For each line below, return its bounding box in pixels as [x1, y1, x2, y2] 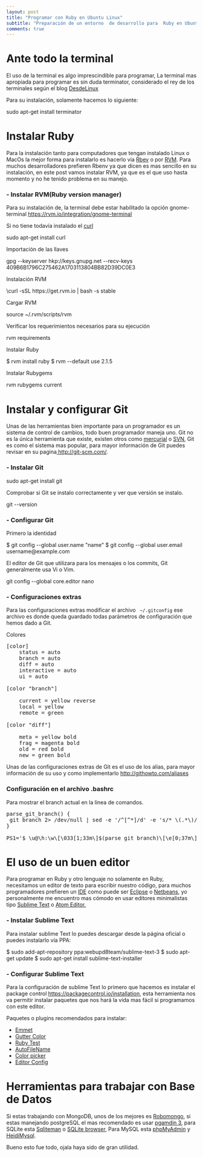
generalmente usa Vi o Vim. [6, 566, 76, 573]
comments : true [6, 25, 45, 32]
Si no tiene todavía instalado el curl [6, 222, 94, 230]
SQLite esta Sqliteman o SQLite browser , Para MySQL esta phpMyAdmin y [6, 1126, 190, 1133]
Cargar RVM [6, 299, 37, 307]
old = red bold [19, 746, 64, 753]
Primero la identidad [6, 529, 57, 537]
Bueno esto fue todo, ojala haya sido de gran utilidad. [6, 1144, 139, 1151]
